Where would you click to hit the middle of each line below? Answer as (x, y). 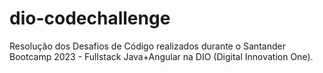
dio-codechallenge (90, 18)
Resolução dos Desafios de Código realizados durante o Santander (147, 46)
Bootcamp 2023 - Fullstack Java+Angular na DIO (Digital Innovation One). (161, 56)
